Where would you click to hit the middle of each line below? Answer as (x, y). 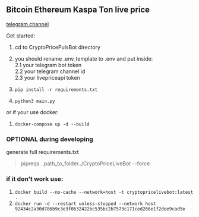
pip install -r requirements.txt (56, 89)
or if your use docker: (33, 112)
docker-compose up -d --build (52, 124)
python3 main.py (35, 101)
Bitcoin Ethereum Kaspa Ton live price (78, 10)
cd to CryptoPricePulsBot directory (58, 47)
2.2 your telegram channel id (50, 71)
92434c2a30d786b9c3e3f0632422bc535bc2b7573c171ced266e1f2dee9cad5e (100, 209)
